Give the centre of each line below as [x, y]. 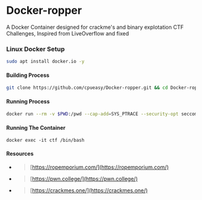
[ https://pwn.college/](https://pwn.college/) [84, 178]
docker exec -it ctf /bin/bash [45, 141]
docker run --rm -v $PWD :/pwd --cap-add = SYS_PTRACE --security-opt [93, 114]
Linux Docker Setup [35, 49]
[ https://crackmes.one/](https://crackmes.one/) [89, 190]
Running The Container [36, 127]
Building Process [28, 75]
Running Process [28, 101]
